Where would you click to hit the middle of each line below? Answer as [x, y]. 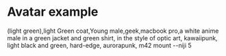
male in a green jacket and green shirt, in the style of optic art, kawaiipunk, [112, 38]
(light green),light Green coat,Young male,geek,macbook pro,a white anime [113, 31]
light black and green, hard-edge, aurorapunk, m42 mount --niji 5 [99, 45]
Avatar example [53, 12]
